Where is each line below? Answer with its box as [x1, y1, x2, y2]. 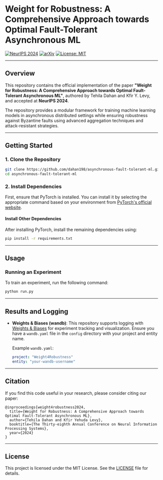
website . [5, 205, 22, 211]
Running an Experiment [5, 269, 62, 275]
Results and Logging [5, 307, 68, 315]
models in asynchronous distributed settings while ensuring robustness [5, 112, 148, 118]
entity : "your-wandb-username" [12, 359, 76, 364]
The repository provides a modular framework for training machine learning [5, 107, 156, 113]
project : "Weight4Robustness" [12, 354, 74, 359]
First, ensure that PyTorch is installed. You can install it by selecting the [5, 194, 147, 200]
